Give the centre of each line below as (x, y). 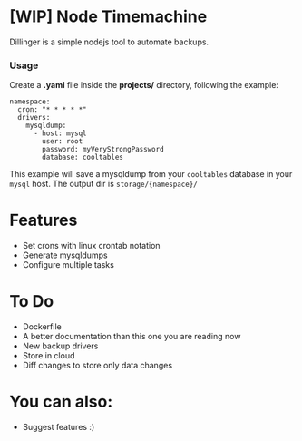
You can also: (61, 402)
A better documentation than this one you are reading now (132, 337)
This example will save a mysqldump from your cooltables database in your (151, 174)
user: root (63, 142)
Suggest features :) (58, 427)
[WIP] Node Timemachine (108, 17)
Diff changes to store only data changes (97, 366)
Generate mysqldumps (65, 255)
